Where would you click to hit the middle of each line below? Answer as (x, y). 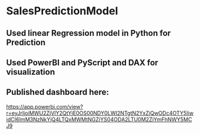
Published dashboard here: (58, 92)
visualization (31, 72)
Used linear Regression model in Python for (89, 33)
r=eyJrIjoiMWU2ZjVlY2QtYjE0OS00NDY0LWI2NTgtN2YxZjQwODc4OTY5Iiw (100, 113)
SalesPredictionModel (62, 11)
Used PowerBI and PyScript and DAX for (82, 62)
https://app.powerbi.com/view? (45, 106)
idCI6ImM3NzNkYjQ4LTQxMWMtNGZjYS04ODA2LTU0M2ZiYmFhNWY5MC (99, 119)
